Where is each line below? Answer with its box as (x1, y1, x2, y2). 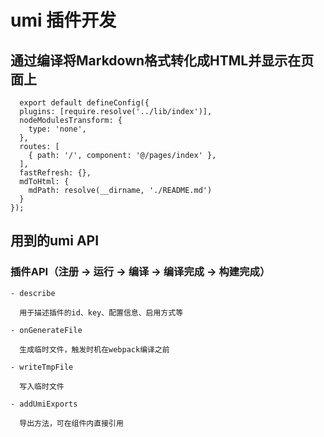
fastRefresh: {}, (19, 168, 92, 178)
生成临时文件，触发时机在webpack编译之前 (19, 344, 170, 355)
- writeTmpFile (10, 362, 74, 372)
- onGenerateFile (10, 325, 83, 335)
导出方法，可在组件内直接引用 (19, 418, 124, 428)
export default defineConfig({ (19, 98, 150, 108)
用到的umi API (10, 232, 100, 250)
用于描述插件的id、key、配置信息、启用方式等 (19, 307, 184, 318)
